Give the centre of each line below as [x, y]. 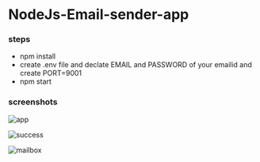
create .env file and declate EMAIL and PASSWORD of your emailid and [136, 65]
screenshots [33, 102]
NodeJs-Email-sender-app [99, 15]
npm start [35, 81]
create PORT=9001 [51, 73]
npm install [38, 56]
